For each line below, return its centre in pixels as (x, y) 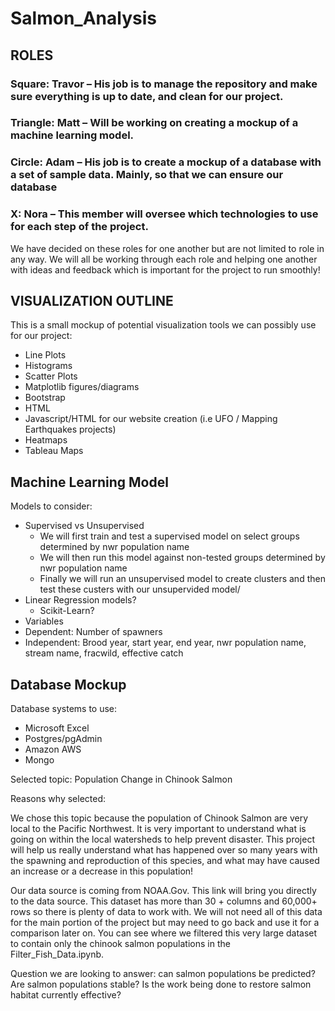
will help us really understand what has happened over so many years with (164, 850)
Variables (44, 621)
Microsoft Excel (57, 728)
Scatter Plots (51, 376)
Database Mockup (68, 684)
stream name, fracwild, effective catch (104, 653)
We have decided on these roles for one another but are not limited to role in (167, 248)
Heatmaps (46, 440)
